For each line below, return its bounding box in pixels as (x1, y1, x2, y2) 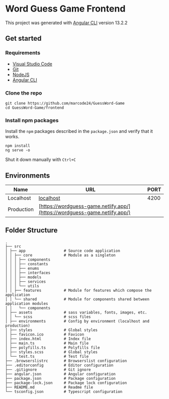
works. (5, 134, 20, 140)
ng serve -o (5, 148, 30, 153)
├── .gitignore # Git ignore (5, 367, 92, 372)
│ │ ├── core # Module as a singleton (5, 253, 116, 258)
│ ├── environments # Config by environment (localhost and (5, 318, 150, 324)
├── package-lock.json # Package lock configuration (5, 380, 127, 385)
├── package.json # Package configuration (5, 376, 116, 381)
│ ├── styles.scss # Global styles (5, 349, 98, 355)
